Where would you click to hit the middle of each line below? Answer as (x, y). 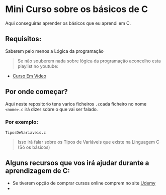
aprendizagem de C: (38, 171)
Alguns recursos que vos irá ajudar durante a (77, 163)
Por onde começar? (36, 92)
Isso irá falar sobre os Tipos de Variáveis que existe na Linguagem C (89, 142)
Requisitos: (23, 39)
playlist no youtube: (38, 66)
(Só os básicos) (34, 147)
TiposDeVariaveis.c (26, 132)
